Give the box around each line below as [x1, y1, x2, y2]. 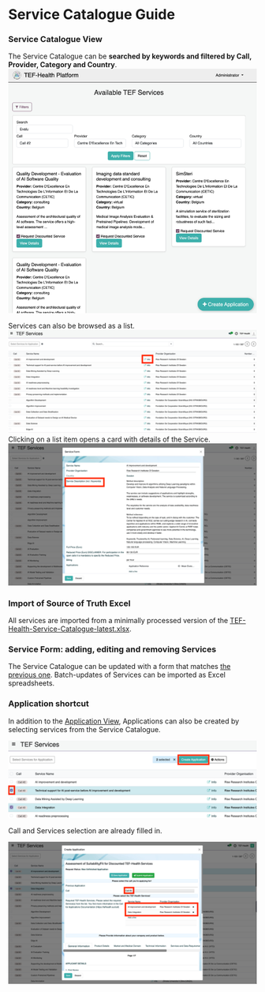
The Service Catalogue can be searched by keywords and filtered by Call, [8, 51, 252, 61]
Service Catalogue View [8, 34, 103, 45]
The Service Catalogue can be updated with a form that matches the [8, 662, 231, 671]
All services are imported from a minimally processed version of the [8, 616, 229, 626]
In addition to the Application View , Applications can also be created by [8, 716, 240, 726]
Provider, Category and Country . [8, 60, 118, 70]
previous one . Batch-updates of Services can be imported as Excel [8, 670, 226, 680]
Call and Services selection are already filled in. [8, 826, 163, 836]
